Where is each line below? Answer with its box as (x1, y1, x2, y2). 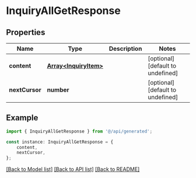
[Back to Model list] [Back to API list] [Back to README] (6, 166, 140, 173)
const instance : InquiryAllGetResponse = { (6, 139, 114, 145)
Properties (6, 27, 45, 37)
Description (108, 45, 142, 53)
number (47, 86, 69, 94)
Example (6, 113, 38, 123)
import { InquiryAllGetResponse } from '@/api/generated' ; (6, 128, 153, 134)
